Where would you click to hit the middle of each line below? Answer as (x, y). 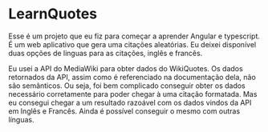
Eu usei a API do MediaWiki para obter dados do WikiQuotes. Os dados (126, 68)
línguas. (21, 119)
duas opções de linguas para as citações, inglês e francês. (106, 53)
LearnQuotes (53, 14)
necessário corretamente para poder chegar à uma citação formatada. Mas (133, 94)
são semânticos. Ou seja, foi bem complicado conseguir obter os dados (127, 86)
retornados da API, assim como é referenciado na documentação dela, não (132, 77)
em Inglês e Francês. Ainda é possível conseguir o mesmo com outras (124, 111)
